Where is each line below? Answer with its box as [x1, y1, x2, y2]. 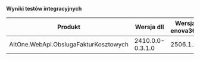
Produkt [57, 23, 80, 31]
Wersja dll [135, 23, 164, 31]
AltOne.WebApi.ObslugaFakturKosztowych [9, 40, 129, 48]
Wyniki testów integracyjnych [6, 5, 82, 12]
